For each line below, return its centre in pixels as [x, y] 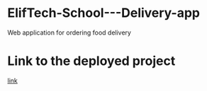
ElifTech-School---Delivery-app [104, 13]
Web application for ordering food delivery [69, 32]
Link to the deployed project [91, 61]
